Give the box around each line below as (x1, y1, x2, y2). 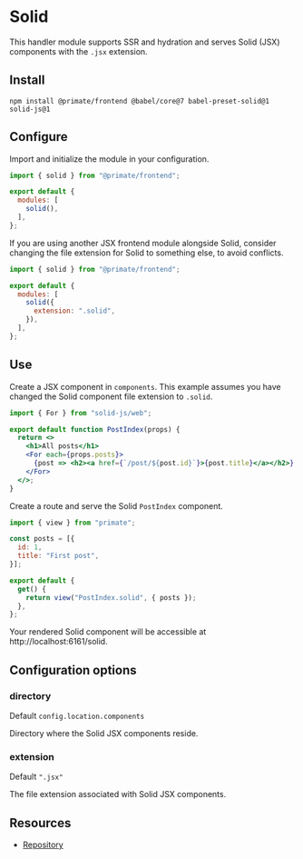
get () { (17, 584, 47, 594)
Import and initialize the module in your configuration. (9, 153, 210, 165)
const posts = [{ (9, 534, 75, 544)
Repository (22, 839, 64, 851)
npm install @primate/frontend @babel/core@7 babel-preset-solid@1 (9, 96, 270, 105)
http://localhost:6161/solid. (9, 636, 108, 647)
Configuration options (9, 662, 138, 678)
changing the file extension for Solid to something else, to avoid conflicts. (9, 247, 284, 258)
